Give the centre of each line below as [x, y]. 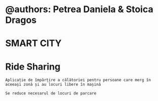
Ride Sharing [33, 66]
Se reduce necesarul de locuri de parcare [51, 93]
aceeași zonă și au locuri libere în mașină [53, 85]
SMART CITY [34, 43]
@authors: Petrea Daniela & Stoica [79, 9]
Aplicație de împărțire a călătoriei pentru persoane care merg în [78, 80]
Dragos [21, 20]
